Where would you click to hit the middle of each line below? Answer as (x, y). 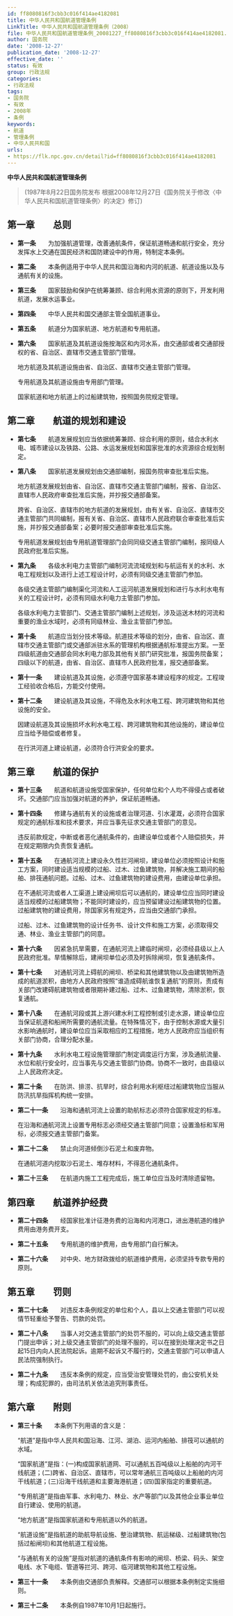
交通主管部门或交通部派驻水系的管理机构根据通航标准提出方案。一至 (127, 645)
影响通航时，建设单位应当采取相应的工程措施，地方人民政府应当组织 (121, 1031)
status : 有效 (25, 66)
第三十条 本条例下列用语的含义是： (72, 1425)
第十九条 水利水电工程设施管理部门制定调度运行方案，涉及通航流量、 (121, 1054)
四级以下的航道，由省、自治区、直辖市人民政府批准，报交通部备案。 (115, 662)
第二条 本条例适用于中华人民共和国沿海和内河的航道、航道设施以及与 (121, 267)
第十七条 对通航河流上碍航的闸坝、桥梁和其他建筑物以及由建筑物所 (118, 972)
